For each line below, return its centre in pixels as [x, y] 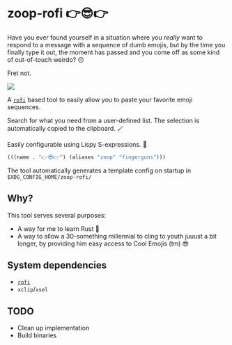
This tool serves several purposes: [57, 215]
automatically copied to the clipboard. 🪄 [65, 128]
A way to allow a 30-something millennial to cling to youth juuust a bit [117, 236]
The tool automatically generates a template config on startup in [99, 170]
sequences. [24, 107]
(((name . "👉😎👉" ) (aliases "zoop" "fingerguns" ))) [86, 157]
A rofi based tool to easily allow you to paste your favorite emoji [100, 99]
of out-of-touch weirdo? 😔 [46, 59]
